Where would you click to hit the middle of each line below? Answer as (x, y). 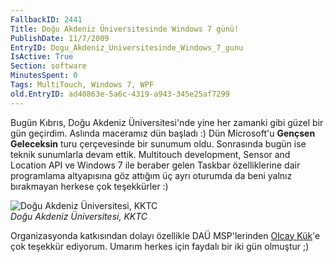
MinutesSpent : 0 (44, 76)
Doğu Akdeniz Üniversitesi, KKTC (79, 216)
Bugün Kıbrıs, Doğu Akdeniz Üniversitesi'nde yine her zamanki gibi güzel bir (167, 122)
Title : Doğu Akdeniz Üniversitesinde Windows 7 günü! (125, 29)
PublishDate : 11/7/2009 (60, 38)
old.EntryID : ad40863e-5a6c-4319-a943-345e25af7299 (120, 94)
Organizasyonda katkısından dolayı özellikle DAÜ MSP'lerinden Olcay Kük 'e (165, 235)
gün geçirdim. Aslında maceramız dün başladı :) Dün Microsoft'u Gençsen (163, 133)
